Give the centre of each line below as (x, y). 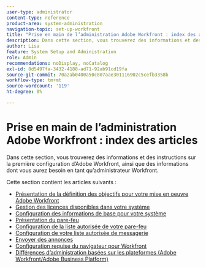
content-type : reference (38, 18)
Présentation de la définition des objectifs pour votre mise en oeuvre (102, 194)
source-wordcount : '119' (38, 86)
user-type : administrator (39, 12)
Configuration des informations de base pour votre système (91, 213)
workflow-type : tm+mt (34, 80)
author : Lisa (23, 47)
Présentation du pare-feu (47, 220)
